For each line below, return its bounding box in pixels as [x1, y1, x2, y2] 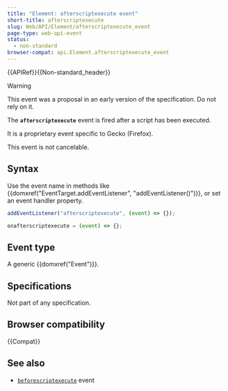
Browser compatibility [7, 319, 106, 330]
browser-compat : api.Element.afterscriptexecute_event [7, 49, 170, 56]
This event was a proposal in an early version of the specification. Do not [7, 95, 217, 103]
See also [7, 358, 45, 369]
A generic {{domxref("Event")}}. [7, 260, 99, 269]
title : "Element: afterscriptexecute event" [7, 10, 138, 17]
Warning [7, 81, 31, 90]
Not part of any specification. [7, 298, 92, 307]
